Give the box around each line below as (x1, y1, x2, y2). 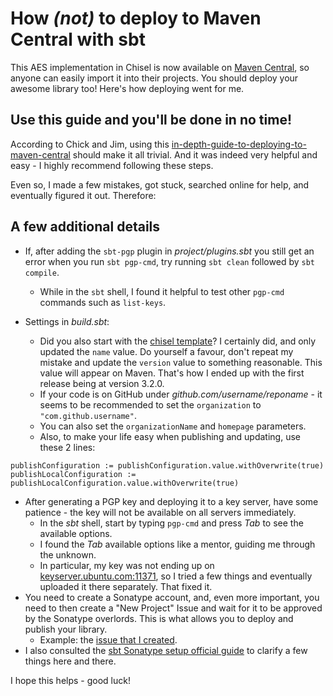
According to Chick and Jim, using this (10, 138, 170, 150)
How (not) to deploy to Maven (10, 7, 262, 30)
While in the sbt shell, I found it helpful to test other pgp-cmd (39, 285, 285, 297)
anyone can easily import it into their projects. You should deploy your (10, 72, 299, 84)
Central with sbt (10, 28, 146, 51)
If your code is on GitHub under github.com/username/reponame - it (39, 388, 323, 400)
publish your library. (24, 623, 108, 635)
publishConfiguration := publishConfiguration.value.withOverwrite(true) (10, 460, 325, 471)
